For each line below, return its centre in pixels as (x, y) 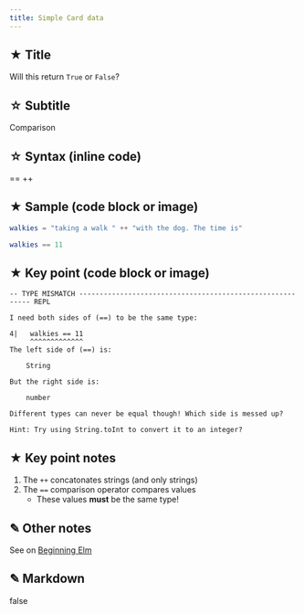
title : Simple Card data (57, 18)
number (38, 398)
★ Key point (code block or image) (110, 274)
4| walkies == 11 (47, 334)
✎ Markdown (47, 579)
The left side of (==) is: (61, 350)
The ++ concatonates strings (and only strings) (110, 480)
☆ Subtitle (40, 106)
